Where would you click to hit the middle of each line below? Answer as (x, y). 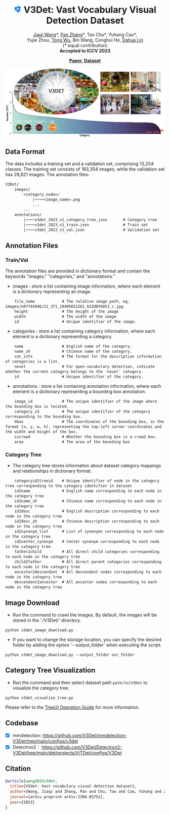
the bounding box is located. (37, 406)
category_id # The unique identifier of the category (82, 412)
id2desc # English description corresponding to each (87, 511)
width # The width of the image (65, 316)
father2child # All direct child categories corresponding (87, 552)
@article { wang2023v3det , (31, 781)
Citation (18, 769)
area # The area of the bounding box (72, 442)
